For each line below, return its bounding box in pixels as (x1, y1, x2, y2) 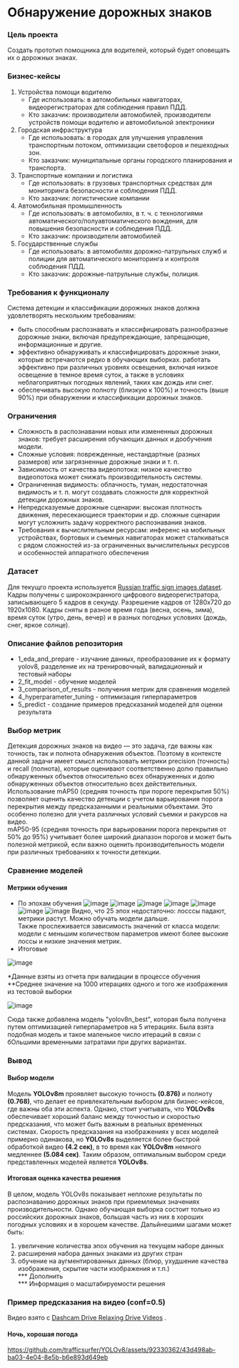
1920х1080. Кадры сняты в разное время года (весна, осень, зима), (7, 605, 215, 614)
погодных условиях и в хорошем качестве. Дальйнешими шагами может (7, 1220, 232, 1228)
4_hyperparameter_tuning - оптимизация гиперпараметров (17, 692, 198, 701)
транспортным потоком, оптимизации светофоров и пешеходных (28, 141, 230, 149)
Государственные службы (17, 239, 98, 248)
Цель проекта (7, 30, 59, 40)
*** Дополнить (17, 1272, 63, 1280)
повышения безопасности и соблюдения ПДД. (28, 224, 173, 233)
